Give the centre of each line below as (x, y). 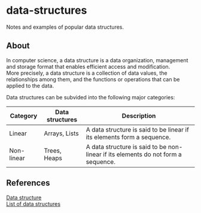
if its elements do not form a (142, 154)
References (28, 183)
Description (139, 115)
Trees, (53, 150)
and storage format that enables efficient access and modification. (88, 66)
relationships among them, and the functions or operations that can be (93, 79)
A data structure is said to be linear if (138, 129)
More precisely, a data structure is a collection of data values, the (87, 73)
